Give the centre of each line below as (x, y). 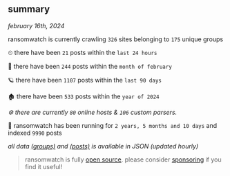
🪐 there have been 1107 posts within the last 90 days (85, 80)
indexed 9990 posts (35, 133)
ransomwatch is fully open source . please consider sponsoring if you (123, 159)
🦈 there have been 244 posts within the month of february (90, 66)
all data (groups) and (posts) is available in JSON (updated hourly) (103, 146)
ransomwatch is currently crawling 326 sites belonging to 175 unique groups (116, 39)
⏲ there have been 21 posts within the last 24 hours (83, 52)
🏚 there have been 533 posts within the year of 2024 (84, 96)
